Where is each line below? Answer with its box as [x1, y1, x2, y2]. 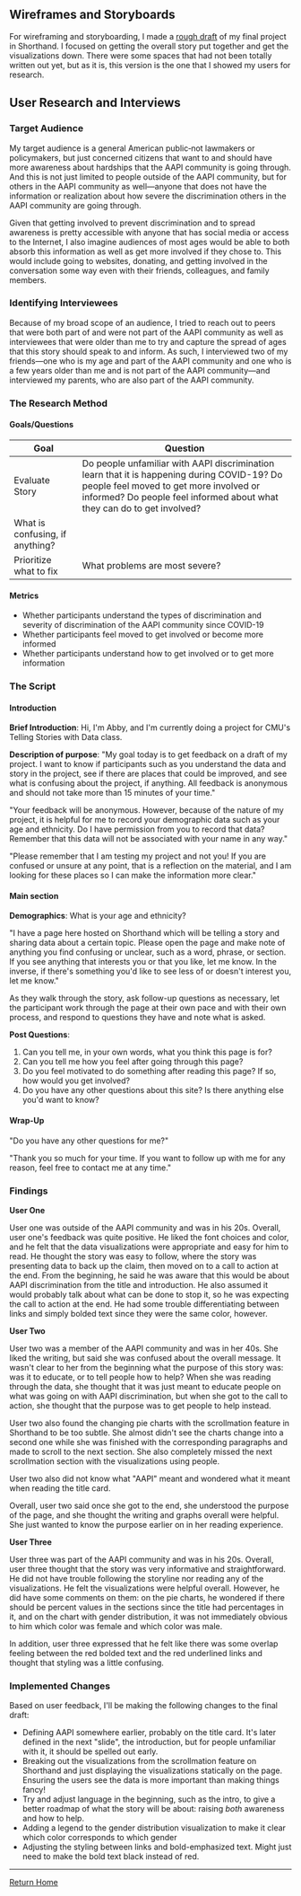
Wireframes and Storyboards [9, 7, 176, 22]
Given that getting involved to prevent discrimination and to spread [9, 217, 255, 228]
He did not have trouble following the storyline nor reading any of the [9, 1573, 264, 1583]
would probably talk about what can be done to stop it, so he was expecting [9, 1289, 289, 1300]
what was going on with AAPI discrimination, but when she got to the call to [9, 1390, 288, 1401]
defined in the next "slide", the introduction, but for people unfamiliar [21, 1737, 276, 1748]
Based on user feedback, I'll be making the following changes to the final [9, 1700, 278, 1711]
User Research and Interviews [9, 95, 181, 110]
